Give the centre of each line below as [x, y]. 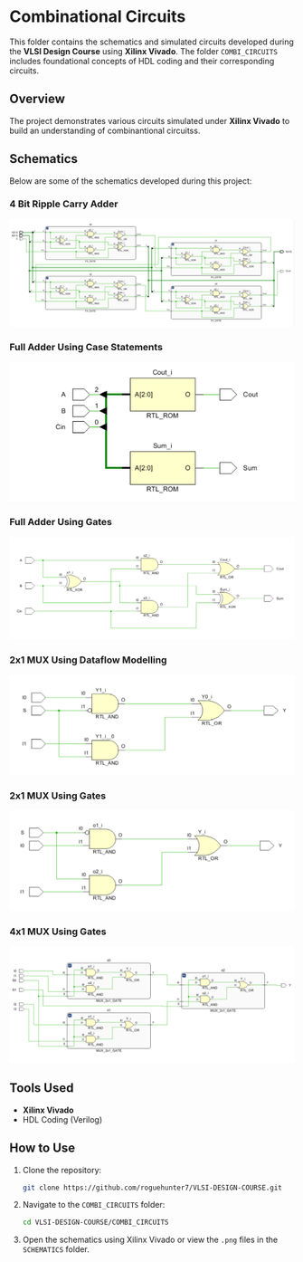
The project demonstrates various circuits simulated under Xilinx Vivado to [150, 120]
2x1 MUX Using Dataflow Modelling [88, 660]
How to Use [43, 1148]
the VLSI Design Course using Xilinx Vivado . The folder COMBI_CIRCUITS [144, 51]
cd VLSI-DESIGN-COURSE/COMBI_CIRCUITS [95, 1223]
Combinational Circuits [98, 17]
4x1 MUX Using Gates [58, 932]
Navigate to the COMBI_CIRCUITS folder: [94, 1205]
